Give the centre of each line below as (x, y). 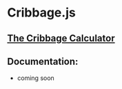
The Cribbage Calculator (61, 38)
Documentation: (43, 61)
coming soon (36, 78)
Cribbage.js (41, 13)
